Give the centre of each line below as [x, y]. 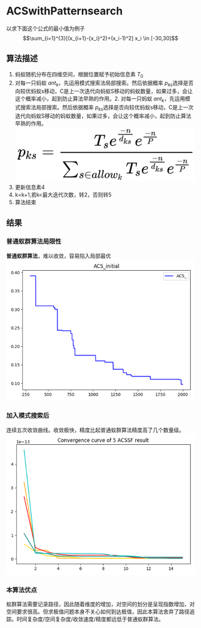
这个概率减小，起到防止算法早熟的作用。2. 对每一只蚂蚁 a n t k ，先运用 [100, 99]
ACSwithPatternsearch [65, 11]
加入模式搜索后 [28, 415]
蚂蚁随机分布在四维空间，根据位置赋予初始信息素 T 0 [79, 75]
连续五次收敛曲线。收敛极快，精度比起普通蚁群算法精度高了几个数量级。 [95, 430]
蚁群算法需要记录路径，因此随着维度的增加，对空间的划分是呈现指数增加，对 [100, 604]
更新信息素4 [30, 187]
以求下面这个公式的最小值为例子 [45, 28]
